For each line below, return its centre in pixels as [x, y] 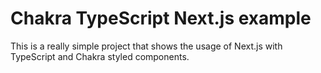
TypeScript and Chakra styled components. [100, 56]
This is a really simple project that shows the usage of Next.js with [146, 46]
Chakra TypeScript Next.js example [161, 18]
